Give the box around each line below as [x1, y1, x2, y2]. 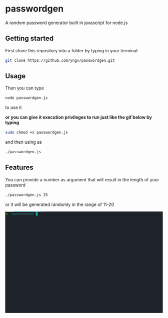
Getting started [5, 34, 54, 43]
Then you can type [5, 85, 44, 91]
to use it [5, 104, 22, 111]
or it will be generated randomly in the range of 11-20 [5, 201, 114, 207]
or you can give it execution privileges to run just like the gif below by [5, 114, 152, 121]
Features [5, 163, 33, 172]
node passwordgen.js [5, 95, 48, 100]
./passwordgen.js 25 [5, 192, 48, 197]
